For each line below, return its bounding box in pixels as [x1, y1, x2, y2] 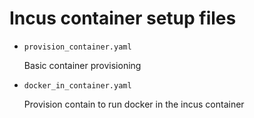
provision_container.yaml [23, 42, 132, 52]
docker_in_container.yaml [23, 80, 132, 91]
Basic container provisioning [23, 59, 142, 71]
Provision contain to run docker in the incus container [23, 98, 245, 110]
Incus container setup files [9, 7, 237, 30]
